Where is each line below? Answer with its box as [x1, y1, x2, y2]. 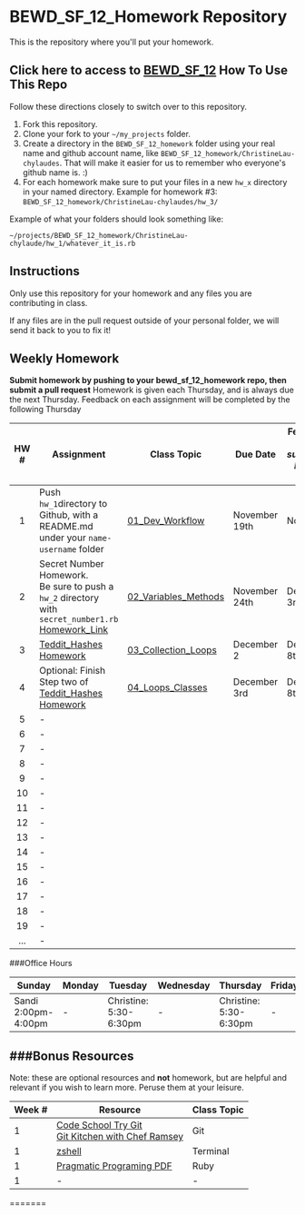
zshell [55, 1145, 82, 1158]
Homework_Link [39, 624, 109, 637]
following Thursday [9, 404, 82, 415]
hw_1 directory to [39, 498, 108, 510]
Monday [62, 979, 100, 992]
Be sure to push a [39, 580, 114, 593]
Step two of [39, 676, 89, 688]
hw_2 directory [39, 592, 100, 605]
